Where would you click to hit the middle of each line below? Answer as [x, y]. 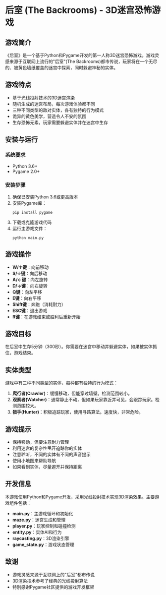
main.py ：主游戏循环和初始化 [43, 513]
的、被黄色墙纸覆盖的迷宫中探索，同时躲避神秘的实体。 [61, 68]
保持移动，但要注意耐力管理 [41, 442]
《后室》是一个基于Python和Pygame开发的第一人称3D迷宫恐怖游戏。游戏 [80, 55]
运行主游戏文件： [30, 228]
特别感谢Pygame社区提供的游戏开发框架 [53, 587]
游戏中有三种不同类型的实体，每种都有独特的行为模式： [61, 383]
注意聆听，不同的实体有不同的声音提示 [51, 455]
